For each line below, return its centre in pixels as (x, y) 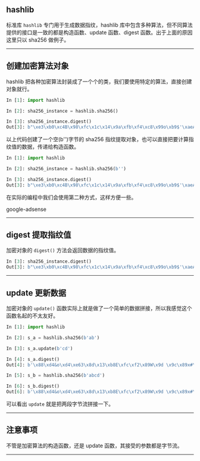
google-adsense (26, 209)
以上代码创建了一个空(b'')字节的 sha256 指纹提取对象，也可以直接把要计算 (97, 139)
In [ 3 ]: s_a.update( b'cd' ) (40, 348)
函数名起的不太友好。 (32, 316)
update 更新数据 (36, 293)
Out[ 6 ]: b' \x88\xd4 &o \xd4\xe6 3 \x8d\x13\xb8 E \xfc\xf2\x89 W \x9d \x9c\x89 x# (100, 392)
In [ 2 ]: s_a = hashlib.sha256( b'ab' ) (53, 338)
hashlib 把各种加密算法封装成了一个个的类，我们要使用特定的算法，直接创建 (99, 81)
